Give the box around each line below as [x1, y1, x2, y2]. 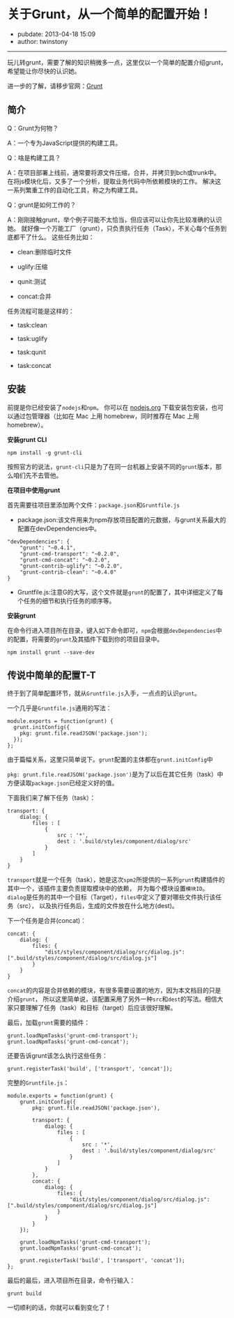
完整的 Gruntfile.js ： [7, 1078, 70, 1087]
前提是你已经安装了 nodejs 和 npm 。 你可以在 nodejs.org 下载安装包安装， [7, 403, 212, 411]
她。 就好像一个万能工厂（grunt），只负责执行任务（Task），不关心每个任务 [7, 224, 221, 232]
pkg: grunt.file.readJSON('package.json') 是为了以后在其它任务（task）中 [7, 770, 224, 779]
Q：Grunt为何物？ [7, 123, 59, 132]
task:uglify [17, 334, 48, 342]
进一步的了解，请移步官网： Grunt [7, 82, 103, 90]
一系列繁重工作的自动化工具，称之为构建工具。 [7, 185, 141, 194]
